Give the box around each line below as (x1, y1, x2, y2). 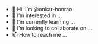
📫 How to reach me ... (11, 32, 67, 38)
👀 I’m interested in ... (11, 12, 62, 19)
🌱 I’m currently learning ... (11, 18, 75, 25)
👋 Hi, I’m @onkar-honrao (11, 6, 72, 12)
